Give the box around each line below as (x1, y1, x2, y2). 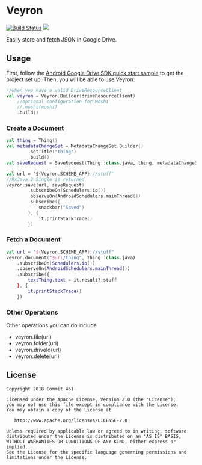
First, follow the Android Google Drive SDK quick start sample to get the (6, 69, 184, 76)
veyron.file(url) (14, 333, 52, 340)
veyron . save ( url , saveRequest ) (6, 182, 85, 188)
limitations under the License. (6, 454, 87, 460)
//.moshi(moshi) (17, 104, 58, 110)
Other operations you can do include (6, 322, 97, 329)
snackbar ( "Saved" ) (38, 205, 85, 211)
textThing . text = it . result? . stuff (28, 277, 117, 283)
